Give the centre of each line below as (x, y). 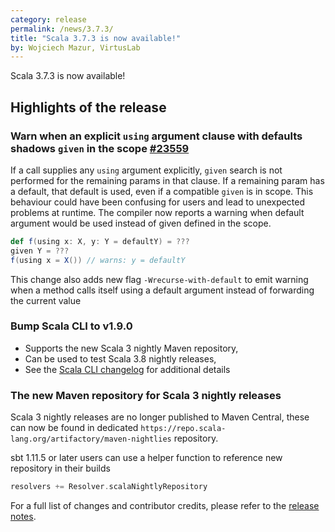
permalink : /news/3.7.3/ (62, 29)
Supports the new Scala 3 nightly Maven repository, (131, 348)
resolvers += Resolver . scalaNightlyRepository (109, 487)
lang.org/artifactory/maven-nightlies (91, 439)
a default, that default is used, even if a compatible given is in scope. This (162, 191)
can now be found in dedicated (74, 428)
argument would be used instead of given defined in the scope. (141, 223)
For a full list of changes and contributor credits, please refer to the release (165, 506)
